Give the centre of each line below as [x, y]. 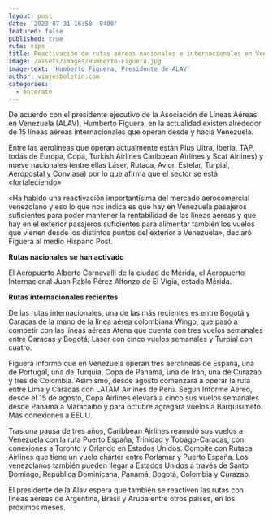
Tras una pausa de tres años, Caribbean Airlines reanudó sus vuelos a [126, 431]
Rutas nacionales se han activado [66, 257]
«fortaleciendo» [35, 182]
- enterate [34, 92]
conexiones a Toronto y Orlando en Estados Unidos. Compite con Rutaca [130, 448]
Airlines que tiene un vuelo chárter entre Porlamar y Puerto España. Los [128, 457]
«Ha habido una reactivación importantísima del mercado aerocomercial [129, 198]
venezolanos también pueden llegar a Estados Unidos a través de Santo [129, 465]
